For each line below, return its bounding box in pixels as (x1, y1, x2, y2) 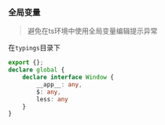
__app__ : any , (36, 80, 82, 88)
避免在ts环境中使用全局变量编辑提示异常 (27, 26, 158, 36)
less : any (36, 95, 68, 103)
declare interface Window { (22, 73, 114, 82)
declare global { (8, 66, 65, 74)
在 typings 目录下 (8, 43, 61, 53)
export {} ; (8, 59, 44, 67)
